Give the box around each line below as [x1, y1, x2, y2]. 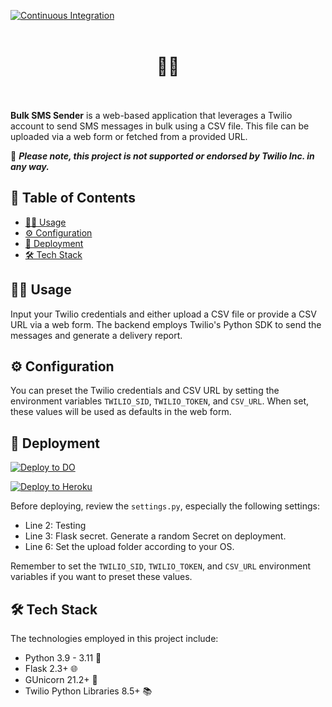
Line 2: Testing [24, 520, 87, 532]
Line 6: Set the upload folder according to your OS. [24, 541, 235, 553]
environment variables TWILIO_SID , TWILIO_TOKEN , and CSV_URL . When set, [10, 395, 310, 407]
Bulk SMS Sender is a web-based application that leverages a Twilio [10, 109, 293, 121]
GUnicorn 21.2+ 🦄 [24, 674, 98, 685]
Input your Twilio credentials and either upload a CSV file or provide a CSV [10, 308, 317, 320]
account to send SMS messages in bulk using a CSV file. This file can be [10, 120, 310, 132]
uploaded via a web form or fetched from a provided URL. [10, 130, 248, 142]
